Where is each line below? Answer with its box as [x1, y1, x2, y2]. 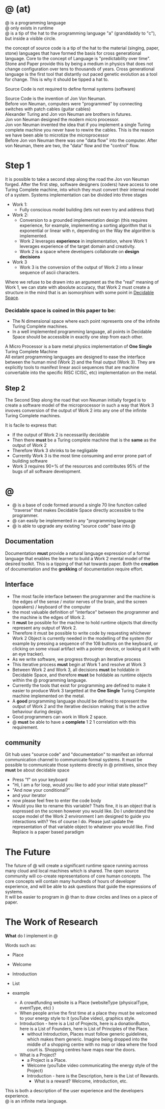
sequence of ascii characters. [19, 269, 80, 275]
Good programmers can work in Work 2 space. [12, 713, 108, 720]
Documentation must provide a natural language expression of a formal [5, 550, 150, 556]
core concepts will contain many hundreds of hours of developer [5, 878, 137, 884]
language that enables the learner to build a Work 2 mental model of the [5, 555, 151, 561]
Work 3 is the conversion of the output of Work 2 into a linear [19, 264, 143, 270]
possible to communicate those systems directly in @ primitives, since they [5, 762, 157, 768]
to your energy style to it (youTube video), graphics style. [19, 1015, 136, 1021]
